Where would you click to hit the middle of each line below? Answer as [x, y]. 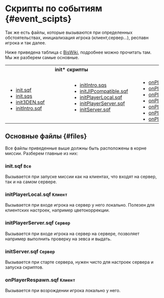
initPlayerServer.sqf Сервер [38, 223]
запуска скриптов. [24, 267]
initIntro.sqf [29, 108]
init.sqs [24, 96]
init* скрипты [72, 69]
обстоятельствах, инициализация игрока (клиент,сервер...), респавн [77, 38]
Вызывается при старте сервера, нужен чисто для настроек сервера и [79, 262]
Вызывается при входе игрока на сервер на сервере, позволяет [72, 234]
